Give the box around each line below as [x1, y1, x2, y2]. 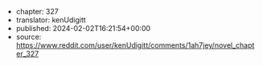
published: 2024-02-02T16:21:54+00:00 [15, 24, 151, 33]
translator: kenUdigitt [15, 15, 86, 25]
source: [15, 32, 42, 41]
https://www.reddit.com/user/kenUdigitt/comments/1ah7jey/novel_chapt [15, 41, 255, 50]
